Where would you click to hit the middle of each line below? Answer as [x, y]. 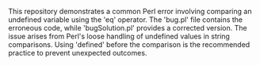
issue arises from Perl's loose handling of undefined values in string [119, 36]
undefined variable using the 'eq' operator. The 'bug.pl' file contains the [126, 20]
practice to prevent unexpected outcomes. [78, 53]
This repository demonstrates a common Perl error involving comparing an [130, 11]
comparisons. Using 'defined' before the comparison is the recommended [129, 45]
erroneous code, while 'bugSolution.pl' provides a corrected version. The [128, 28]
